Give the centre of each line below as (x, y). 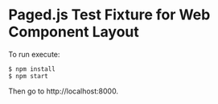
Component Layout (74, 32)
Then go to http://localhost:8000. (64, 91)
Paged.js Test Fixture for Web (109, 15)
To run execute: (34, 54)
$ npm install (32, 69)
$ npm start (28, 76)
